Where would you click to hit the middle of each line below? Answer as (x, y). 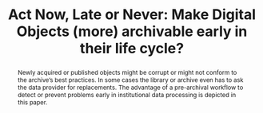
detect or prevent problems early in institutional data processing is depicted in (127, 94)
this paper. (32, 102)
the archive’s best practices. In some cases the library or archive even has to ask (130, 80)
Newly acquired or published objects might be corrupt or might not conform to (127, 72)
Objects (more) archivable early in (132, 31)
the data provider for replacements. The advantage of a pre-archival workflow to (130, 87)
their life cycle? (132, 49)
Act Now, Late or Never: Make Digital (132, 15)
